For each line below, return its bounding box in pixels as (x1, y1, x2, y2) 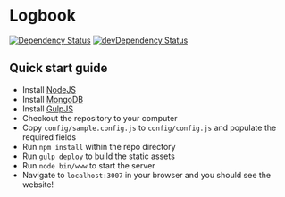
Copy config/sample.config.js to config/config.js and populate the (21, 122, 277, 133)
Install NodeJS (21, 84, 77, 94)
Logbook (9, 5, 76, 26)
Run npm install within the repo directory (21, 141, 176, 152)
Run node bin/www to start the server (21, 160, 155, 170)
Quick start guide (9, 61, 108, 76)
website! (21, 179, 54, 190)
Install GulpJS (21, 103, 74, 114)
